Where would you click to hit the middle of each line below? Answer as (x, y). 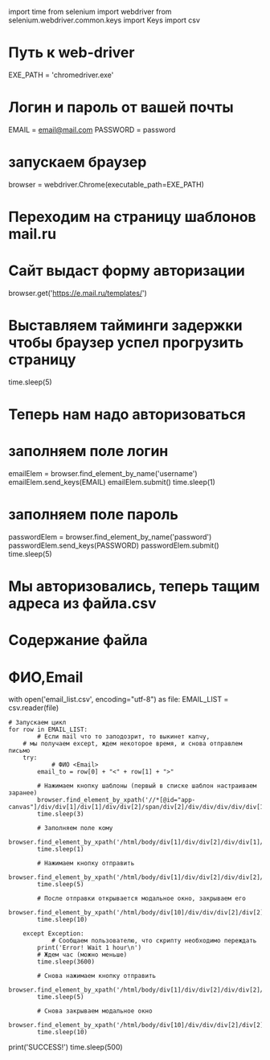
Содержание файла (78, 641)
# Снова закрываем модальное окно (95, 1011)
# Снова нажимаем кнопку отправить (97, 976)
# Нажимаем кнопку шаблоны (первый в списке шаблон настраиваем (147, 786)
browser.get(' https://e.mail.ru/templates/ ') (78, 293)
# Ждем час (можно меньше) (82, 955)
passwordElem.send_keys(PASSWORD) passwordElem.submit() (114, 545)
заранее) (23, 793)
